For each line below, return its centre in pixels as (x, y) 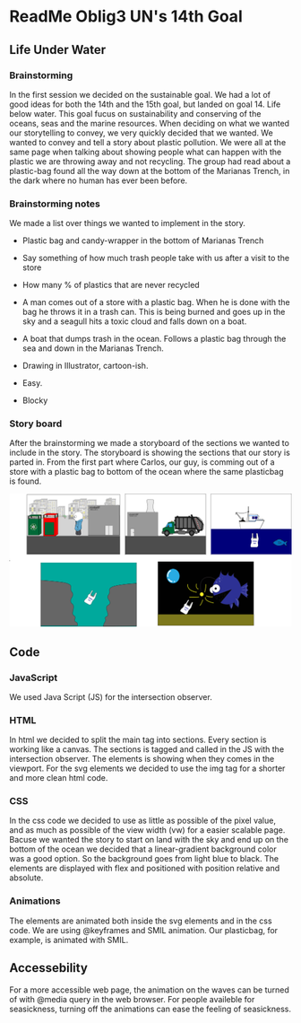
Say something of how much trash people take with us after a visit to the (155, 258)
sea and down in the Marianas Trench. (93, 348)
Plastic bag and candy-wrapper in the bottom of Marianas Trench (143, 240)
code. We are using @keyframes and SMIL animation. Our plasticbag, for (144, 930)
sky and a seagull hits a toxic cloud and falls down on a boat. (134, 321)
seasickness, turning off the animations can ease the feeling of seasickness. (150, 1009)
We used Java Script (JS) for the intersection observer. (111, 696)
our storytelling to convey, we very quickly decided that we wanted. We (141, 133)
